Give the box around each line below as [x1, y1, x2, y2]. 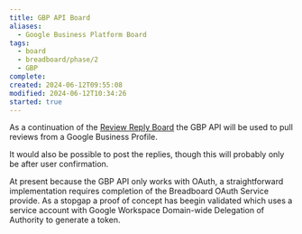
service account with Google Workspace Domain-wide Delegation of [9, 205, 265, 216]
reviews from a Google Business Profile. [9, 132, 158, 143]
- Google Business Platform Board [17, 30, 147, 39]
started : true [9, 97, 63, 107]
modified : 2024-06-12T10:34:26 [9, 89, 127, 98]
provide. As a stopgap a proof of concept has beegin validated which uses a [9, 195, 293, 206]
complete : [9, 72, 47, 81]
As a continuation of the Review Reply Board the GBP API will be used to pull [9, 122, 293, 133]
